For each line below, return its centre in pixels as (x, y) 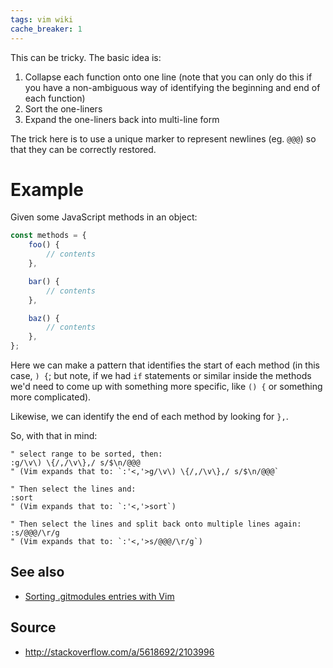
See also (37, 572)
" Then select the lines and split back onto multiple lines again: (156, 524)
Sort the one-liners (63, 108)
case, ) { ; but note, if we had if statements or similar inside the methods (161, 376)
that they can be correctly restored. (83, 149)
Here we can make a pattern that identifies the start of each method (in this (165, 365)
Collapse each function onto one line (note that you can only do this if (168, 77)
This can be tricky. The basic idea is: (86, 57)
